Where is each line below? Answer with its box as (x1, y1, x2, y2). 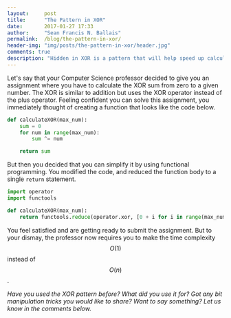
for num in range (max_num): (19, 129, 100, 136)
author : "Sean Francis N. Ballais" (7, 29, 122, 36)
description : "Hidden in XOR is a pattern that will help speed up (7, 55, 205, 62)
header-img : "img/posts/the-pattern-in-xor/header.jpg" (7, 42, 170, 49)
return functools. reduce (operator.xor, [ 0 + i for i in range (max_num (19, 213, 226, 220)
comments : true (7, 49, 51, 56)
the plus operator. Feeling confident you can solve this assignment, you (7, 96, 210, 104)
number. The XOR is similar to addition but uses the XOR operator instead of (7, 88, 222, 96)
